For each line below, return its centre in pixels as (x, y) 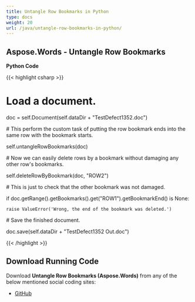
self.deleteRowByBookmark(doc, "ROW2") (57, 175)
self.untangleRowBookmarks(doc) (47, 147)
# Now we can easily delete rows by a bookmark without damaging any (93, 158)
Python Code (23, 66)
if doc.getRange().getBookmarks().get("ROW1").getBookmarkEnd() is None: (98, 198)
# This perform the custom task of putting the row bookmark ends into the (96, 129)
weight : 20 (19, 22)
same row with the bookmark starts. (50, 135)
